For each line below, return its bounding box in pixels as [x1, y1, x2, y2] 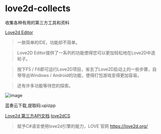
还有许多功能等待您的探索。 [17, 82, 73, 88]
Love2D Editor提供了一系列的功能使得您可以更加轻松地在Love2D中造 [17, 50, 156, 56]
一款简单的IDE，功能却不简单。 [17, 39, 80, 45]
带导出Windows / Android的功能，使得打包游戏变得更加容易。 [17, 72, 142, 78]
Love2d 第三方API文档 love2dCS [5, 113, 70, 118]
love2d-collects [5, 3, 71, 14]
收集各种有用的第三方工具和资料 [5, 19, 69, 25]
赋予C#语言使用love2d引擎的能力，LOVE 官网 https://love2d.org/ [17, 123, 148, 129]
